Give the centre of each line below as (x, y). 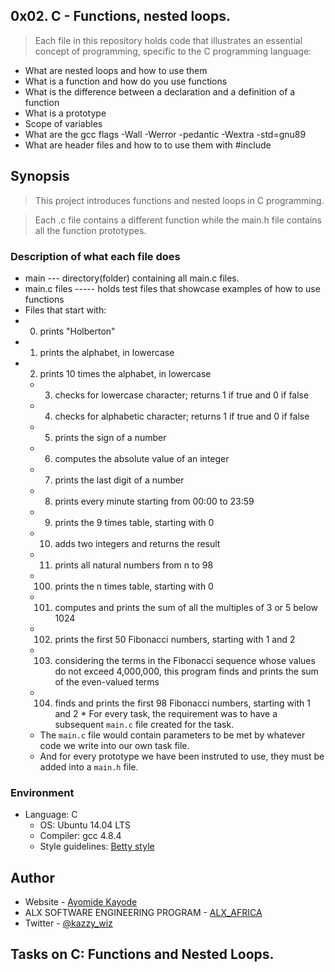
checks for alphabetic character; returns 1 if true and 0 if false (182, 416)
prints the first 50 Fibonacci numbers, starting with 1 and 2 (175, 639)
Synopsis (40, 176)
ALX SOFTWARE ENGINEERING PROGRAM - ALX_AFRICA (143, 913)
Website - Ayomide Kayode (81, 902)
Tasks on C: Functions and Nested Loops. (142, 954)
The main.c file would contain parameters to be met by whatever (172, 735)
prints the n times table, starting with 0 (134, 586)
